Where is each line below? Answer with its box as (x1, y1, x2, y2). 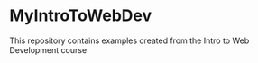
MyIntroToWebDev (9, 5, 152, 26)
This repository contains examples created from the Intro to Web (9, 35, 250, 46)
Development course (9, 44, 88, 55)
